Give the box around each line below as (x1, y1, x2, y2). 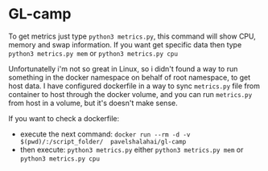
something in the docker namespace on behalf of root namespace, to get (8, 72, 251, 82)
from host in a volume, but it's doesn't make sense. (8, 98, 179, 108)
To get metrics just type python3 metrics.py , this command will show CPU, (8, 31, 256, 41)
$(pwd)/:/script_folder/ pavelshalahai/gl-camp (19, 137, 187, 145)
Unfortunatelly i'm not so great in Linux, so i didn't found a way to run (8, 63, 238, 73)
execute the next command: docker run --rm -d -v (19, 129, 191, 139)
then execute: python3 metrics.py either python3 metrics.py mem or (19, 145, 244, 154)
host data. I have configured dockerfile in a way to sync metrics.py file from (8, 81, 260, 91)
